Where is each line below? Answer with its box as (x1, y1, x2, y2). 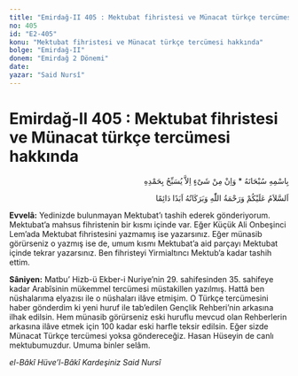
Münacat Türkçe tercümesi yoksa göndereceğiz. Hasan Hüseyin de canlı (9, 330, 274, 341)
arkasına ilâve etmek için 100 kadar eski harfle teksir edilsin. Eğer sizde (9, 320, 269, 332)
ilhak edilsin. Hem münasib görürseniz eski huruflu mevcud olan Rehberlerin (9, 311, 287, 322)
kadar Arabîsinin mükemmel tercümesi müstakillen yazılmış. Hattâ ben (9, 283, 264, 294)
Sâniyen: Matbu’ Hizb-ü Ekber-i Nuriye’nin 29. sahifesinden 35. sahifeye (9, 273, 274, 284)
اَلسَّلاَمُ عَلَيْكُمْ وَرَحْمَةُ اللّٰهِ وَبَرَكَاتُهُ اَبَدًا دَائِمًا (155, 192, 289, 203)
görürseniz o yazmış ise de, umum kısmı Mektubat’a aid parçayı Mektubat (9, 238, 278, 249)
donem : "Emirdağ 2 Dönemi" (9, 54, 109, 63)
